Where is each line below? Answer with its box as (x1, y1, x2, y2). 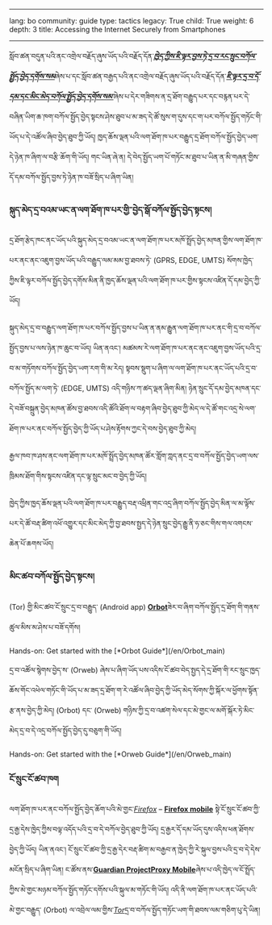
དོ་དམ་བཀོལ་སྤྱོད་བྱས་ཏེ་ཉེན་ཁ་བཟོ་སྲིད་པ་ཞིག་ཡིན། (9, 173, 134, 181)
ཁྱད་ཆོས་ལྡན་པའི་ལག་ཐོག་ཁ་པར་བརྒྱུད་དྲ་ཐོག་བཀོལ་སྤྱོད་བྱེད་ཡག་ (97, 132, 259, 141)
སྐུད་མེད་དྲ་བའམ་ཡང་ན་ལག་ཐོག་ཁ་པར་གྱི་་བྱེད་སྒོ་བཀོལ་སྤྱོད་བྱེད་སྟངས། (9, 204, 212, 215)
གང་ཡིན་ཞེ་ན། (90, 152, 126, 161)
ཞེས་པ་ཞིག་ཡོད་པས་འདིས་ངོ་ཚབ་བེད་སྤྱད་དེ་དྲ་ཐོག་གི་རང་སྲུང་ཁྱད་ (99, 665, 262, 674)
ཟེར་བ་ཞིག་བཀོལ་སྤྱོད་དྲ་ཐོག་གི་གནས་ (167, 602, 261, 611)
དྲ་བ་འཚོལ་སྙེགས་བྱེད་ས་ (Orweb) (9, 665, 98, 674)
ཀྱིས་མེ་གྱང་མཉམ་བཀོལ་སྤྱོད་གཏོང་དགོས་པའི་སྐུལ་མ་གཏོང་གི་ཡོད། (9, 885, 169, 894)
